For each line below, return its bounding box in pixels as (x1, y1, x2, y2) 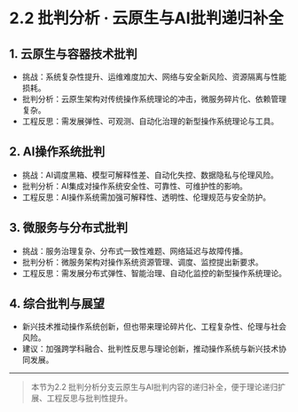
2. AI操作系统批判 (9, 144, 106, 160)
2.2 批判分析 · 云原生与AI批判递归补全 (9, 8, 284, 28)
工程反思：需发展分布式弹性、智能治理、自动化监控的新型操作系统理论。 (21, 267, 286, 278)
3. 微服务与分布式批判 (9, 220, 129, 235)
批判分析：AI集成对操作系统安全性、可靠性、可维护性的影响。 (21, 180, 248, 191)
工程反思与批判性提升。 (46, 392, 133, 404)
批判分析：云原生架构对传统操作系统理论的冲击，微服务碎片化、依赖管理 (21, 94, 286, 104)
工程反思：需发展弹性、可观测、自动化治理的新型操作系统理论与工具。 (21, 116, 279, 126)
